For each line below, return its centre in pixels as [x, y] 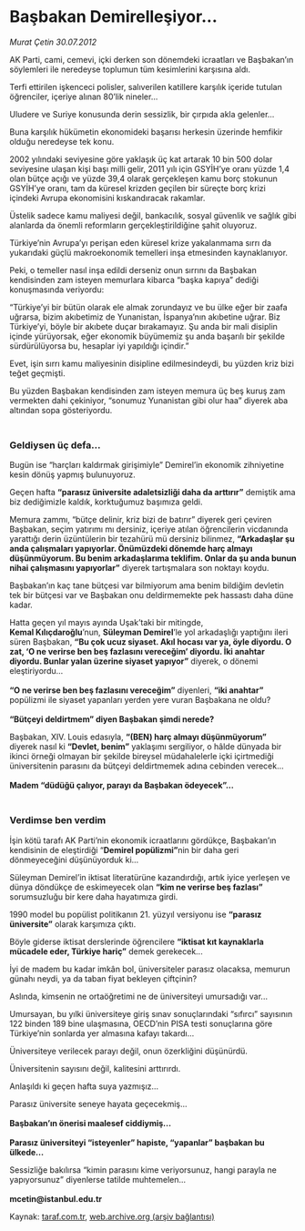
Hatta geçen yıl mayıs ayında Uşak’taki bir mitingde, [107, 623]
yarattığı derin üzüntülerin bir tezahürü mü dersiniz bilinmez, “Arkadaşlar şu [152, 539]
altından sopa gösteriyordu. [61, 410]
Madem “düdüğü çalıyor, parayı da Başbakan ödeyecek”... [122, 786]
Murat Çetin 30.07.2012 [53, 42]
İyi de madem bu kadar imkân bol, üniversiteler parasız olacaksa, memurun [150, 969]
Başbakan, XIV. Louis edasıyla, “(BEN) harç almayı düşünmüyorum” [138, 737]
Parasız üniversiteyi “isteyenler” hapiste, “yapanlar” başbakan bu [137, 1142]
